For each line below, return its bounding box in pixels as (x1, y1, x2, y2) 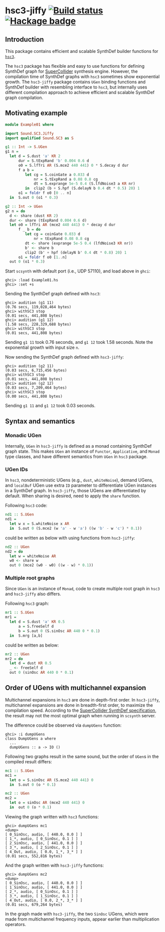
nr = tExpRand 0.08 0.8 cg (33, 236, 90, 241)
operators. (5, 921, 26, 927)
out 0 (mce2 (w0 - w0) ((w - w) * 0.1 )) (9, 563, 94, 568)
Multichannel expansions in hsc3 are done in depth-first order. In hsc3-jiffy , (5, 697, 160, 702)
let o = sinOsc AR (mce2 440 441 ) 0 (9, 800, 85, 805)
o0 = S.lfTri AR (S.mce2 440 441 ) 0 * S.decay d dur (18, 163, 129, 168)
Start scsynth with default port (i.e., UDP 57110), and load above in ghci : (5, 268, 151, 274)
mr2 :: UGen (5, 652, 30, 656)
